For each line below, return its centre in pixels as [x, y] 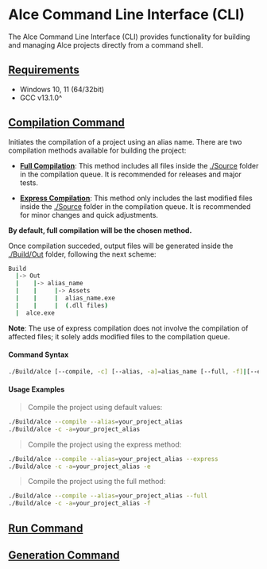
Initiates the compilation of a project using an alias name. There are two [125, 141]
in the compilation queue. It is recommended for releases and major [131, 174]
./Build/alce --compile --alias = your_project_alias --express [113, 459]
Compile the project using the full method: [97, 482]
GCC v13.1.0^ [41, 98]
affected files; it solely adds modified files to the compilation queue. [119, 336]
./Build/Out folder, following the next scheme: [82, 254]
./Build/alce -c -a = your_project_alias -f [79, 503]
